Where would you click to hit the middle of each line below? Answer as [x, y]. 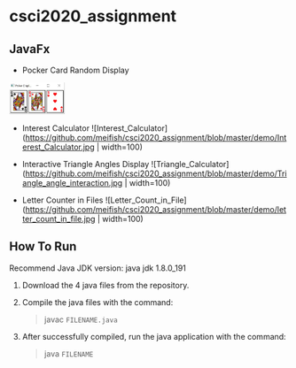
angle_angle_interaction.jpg [72, 183]
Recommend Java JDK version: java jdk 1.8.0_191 [97, 268]
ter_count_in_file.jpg [58, 219]
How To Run [43, 246]
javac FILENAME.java [81, 319]
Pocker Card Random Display [76, 70]
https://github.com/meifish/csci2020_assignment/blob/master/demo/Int [156, 138]
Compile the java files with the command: [97, 302]
